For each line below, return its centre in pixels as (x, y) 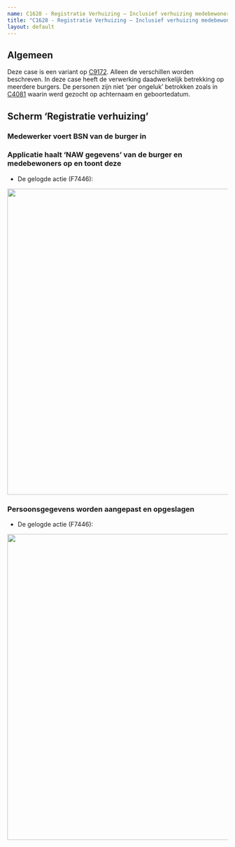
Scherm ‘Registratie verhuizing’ (78, 116)
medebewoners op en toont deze (64, 164)
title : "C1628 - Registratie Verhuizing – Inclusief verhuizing (103, 20)
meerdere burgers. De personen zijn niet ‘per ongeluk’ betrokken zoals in (113, 87)
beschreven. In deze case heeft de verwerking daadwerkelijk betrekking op (116, 79)
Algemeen (30, 55)
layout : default (31, 27)
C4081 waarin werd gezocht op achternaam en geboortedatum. (99, 94)
